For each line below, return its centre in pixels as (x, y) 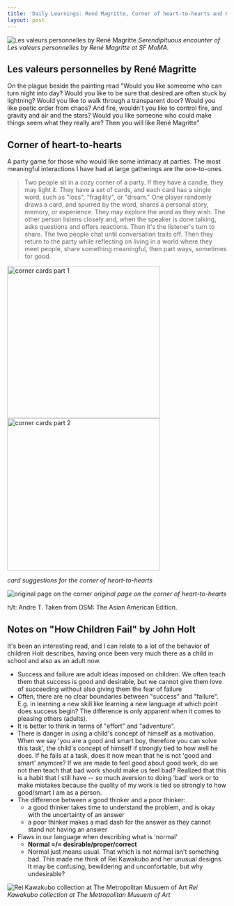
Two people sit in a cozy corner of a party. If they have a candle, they (124, 182)
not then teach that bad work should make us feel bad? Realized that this (122, 770)
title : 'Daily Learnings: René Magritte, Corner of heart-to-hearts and (115, 14)
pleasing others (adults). (52, 718)
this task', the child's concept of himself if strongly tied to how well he (117, 748)
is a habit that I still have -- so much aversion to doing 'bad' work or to (118, 777)
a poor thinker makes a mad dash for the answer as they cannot (119, 822)
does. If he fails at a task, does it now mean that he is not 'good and (115, 755)
